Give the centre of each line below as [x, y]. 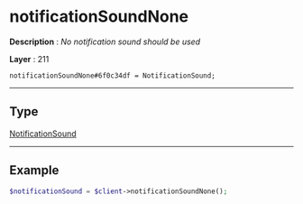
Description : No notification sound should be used [105, 42]
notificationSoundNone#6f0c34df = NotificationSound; [113, 75]
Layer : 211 [29, 59]
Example [34, 170]
